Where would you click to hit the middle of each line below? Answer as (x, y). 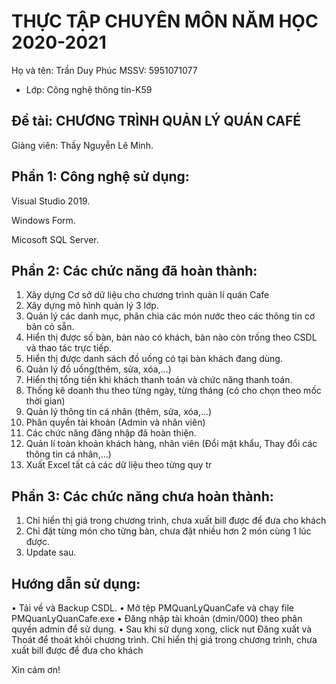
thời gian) (45, 401)
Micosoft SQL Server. (55, 239)
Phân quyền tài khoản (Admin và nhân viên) (115, 422)
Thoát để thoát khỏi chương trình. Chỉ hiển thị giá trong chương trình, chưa (164, 639)
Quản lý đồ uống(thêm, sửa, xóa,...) (98, 369)
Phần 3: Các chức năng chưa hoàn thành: (142, 496)
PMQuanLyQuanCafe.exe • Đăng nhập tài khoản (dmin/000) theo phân (157, 618)
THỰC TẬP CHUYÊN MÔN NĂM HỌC (165, 21)
